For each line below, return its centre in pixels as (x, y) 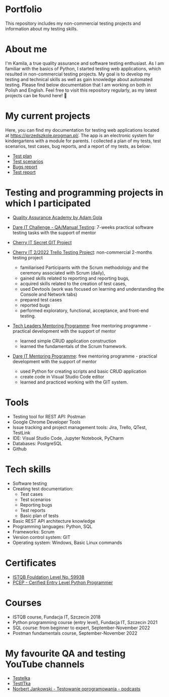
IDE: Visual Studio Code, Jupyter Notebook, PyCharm (68, 438)
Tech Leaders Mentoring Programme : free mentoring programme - (82, 326)
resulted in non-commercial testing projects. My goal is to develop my (78, 74)
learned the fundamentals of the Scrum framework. (73, 346)
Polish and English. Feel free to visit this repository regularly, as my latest (81, 90)
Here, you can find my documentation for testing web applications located (82, 130)
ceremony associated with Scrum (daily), (63, 273)
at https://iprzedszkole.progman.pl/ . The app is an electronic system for (80, 135)
